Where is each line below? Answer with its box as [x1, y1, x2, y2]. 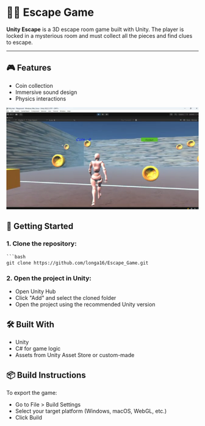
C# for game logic [15, 345, 61, 352]
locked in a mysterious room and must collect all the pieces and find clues [6, 32, 193, 39]
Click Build [15, 414, 43, 421]
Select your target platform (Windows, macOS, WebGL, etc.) [15, 408, 167, 415]
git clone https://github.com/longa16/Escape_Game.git [6, 260, 149, 266]
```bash [6, 254, 26, 260]
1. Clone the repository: [6, 239, 77, 247]
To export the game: [6, 389, 57, 397]
